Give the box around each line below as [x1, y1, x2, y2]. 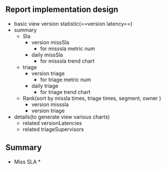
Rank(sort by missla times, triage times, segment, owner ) [22, 95, 162, 102]
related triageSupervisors [22, 126, 84, 133]
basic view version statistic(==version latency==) [13, 20, 133, 27]
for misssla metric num [40, 45, 96, 52]
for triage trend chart [40, 88, 91, 95]
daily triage [31, 82, 59, 89]
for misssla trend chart [40, 57, 95, 64]
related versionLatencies [22, 119, 82, 126]
